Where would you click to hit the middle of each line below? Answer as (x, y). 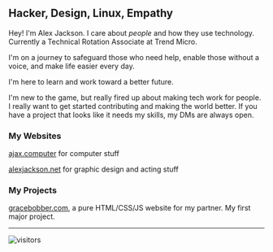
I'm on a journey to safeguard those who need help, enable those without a (134, 57)
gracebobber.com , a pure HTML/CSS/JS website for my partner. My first (130, 208)
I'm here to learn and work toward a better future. (91, 81)
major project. (32, 217)
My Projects (32, 190)
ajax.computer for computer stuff (64, 154)
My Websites (35, 136)
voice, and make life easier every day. (72, 66)
